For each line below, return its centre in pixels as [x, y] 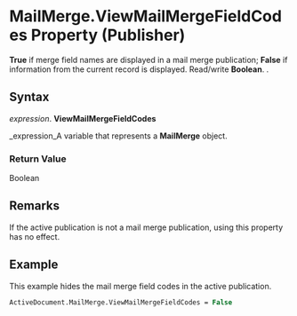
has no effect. [35, 236]
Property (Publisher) [108, 35]
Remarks [35, 206]
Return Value [38, 159]
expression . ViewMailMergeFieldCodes [83, 118]
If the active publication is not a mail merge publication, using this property [146, 227]
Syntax [29, 97]
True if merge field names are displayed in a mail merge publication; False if [148, 59]
